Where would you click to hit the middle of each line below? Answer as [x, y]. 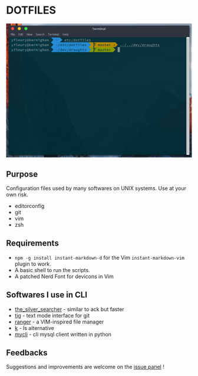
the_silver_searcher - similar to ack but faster [70, 309]
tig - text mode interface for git [52, 315]
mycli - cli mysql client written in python [63, 334]
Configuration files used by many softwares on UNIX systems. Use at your [96, 188]
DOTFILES [31, 10]
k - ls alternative [34, 328]
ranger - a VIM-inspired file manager [59, 322]
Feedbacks [27, 353]
